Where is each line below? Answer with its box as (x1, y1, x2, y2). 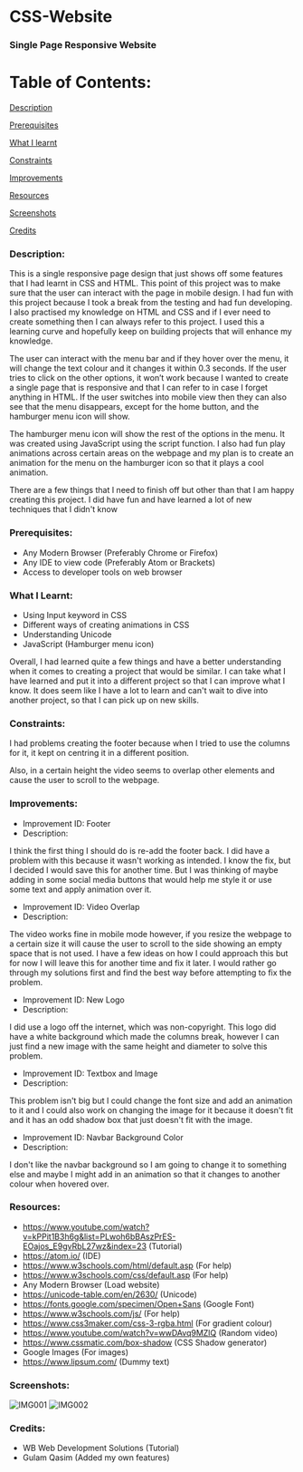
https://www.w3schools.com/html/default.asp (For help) (22, 1260, 232, 1271)
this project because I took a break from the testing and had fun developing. (9, 297, 293, 308)
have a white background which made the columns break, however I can (9, 1031, 279, 1041)
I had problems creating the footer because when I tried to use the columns (9, 738, 291, 749)
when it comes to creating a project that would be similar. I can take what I (9, 665, 287, 676)
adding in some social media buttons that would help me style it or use (9, 874, 273, 885)
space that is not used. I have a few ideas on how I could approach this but (9, 947, 289, 958)
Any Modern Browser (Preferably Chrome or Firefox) (22, 547, 219, 558)
